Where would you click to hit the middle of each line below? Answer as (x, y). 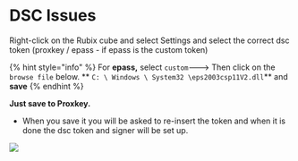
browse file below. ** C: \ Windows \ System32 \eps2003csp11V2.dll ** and (149, 76)
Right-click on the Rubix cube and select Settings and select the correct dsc (149, 40)
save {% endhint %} (47, 86)
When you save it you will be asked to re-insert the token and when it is (154, 121)
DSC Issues (53, 16)
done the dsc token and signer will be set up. (105, 130)
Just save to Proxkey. (50, 103)
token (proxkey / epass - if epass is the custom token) (109, 49)
